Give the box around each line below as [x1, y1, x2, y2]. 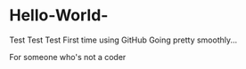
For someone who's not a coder [9, 51, 127, 62]
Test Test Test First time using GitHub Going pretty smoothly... [9, 34, 238, 45]
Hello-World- [9, 5, 109, 26]
